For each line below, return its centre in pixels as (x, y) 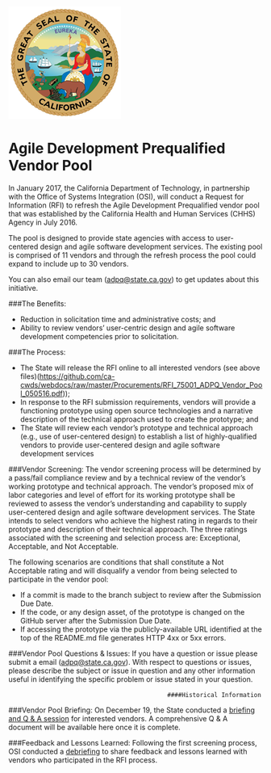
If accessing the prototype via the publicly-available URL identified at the (141, 629)
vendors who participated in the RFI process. (83, 760)
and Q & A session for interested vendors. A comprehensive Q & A (118, 718)
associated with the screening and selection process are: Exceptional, (124, 538)
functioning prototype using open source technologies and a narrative (136, 410)
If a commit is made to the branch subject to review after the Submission (140, 594)
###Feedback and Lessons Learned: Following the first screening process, (133, 742)
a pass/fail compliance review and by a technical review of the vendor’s (127, 477)
